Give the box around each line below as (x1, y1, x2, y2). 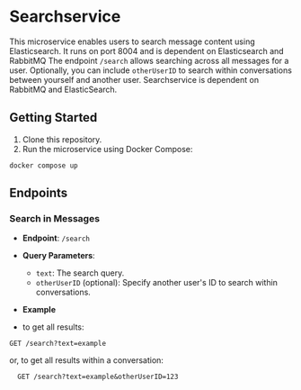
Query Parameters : (22, 250, 96, 261)
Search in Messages (9, 213, 101, 225)
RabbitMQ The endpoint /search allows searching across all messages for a (9, 55, 289, 66)
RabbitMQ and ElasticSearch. (9, 84, 118, 95)
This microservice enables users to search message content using (9, 36, 255, 47)
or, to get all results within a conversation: (9, 355, 164, 366)
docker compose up (9, 160, 78, 170)
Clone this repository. (22, 133, 102, 145)
